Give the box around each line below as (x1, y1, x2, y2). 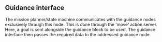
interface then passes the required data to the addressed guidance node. (5, 31, 151, 37)
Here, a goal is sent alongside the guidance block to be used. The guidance (5, 26, 156, 32)
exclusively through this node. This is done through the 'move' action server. (5, 21, 158, 27)
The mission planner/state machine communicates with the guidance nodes (5, 16, 156, 22)
